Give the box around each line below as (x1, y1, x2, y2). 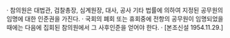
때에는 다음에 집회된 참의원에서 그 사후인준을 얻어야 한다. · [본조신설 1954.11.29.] (6, 23, 224, 31)
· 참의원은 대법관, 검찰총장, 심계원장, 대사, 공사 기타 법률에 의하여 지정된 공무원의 (6, 6, 224, 14)
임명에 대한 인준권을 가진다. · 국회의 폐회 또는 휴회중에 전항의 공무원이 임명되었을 (6, 15, 224, 23)
